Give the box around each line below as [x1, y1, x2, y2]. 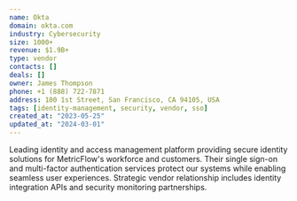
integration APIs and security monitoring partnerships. [9, 182, 207, 192]
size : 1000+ [9, 37, 53, 47]
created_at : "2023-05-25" [9, 112, 105, 120]
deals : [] [9, 71, 46, 80]
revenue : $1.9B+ [9, 46, 69, 55]
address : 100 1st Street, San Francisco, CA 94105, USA [9, 95, 220, 104]
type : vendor [9, 54, 58, 63]
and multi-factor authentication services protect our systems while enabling [9, 163, 286, 174]
